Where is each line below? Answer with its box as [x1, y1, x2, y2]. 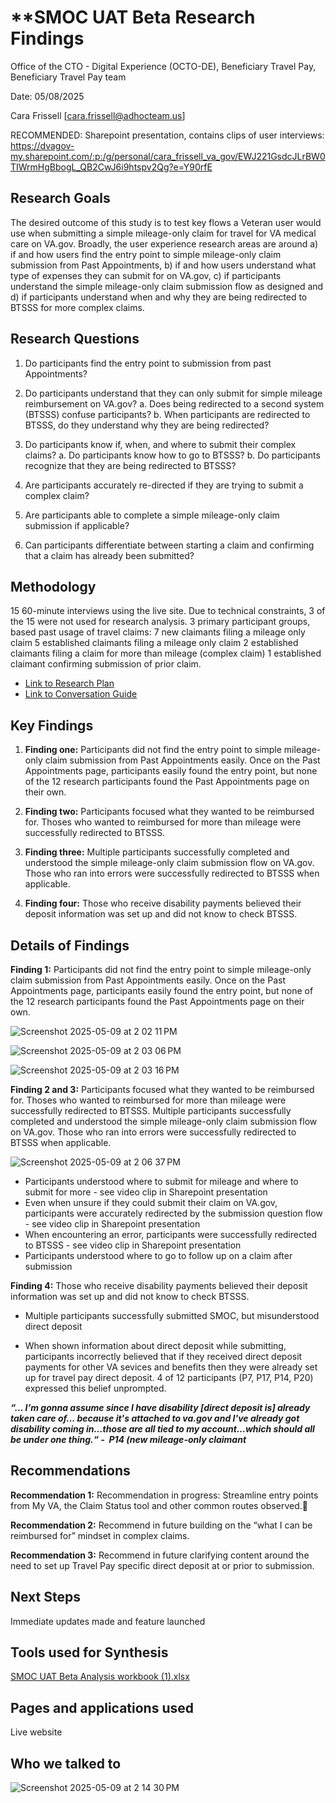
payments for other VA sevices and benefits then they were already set [24, 1361, 318, 1373]
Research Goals [10, 190, 111, 207]
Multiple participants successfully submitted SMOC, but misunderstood [24, 1310, 320, 1321]
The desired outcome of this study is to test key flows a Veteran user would [10, 216, 322, 228]
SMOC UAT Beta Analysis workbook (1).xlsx [10, 1671, 190, 1683]
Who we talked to [10, 1755, 122, 1772]
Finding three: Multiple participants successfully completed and [24, 846, 290, 858]
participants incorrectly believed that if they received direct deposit [24, 1351, 303, 1362]
